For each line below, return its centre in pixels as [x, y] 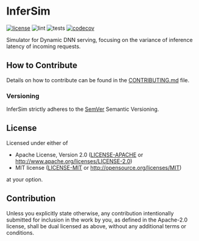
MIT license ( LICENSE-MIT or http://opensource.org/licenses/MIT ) [98, 167]
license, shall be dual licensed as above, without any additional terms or [96, 226]
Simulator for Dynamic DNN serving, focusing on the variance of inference [100, 40]
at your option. [25, 179]
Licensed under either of [37, 143]
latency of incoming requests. [44, 46]
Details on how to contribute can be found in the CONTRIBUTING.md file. [98, 80]
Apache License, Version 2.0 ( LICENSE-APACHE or [79, 155]
